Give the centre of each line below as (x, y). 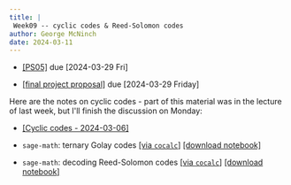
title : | (25, 17)
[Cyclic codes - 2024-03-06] (75, 128)
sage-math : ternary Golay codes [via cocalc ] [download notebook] (142, 145)
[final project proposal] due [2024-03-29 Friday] (111, 84)
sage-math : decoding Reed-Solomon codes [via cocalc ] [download (142, 162)
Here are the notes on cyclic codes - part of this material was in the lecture (145, 102)
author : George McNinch (53, 34)
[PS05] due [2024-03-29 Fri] (75, 67)
